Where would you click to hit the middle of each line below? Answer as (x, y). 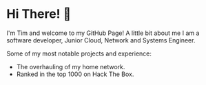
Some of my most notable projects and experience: (79, 53)
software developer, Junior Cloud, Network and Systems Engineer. (101, 40)
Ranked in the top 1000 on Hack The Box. (75, 74)
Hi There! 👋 (39, 14)
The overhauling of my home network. (71, 66)
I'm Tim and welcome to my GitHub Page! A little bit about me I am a (103, 33)
